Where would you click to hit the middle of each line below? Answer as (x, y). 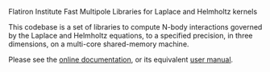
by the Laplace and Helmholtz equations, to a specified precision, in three (131, 36)
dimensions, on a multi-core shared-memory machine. (99, 44)
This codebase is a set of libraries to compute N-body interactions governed (135, 27)
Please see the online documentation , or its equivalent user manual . (121, 60)
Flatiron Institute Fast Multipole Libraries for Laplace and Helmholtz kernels (133, 12)
